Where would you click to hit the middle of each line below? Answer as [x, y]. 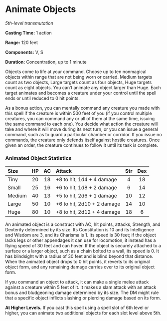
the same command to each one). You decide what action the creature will [82, 124]
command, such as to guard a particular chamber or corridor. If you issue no [83, 134]
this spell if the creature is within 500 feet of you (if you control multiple [79, 113]
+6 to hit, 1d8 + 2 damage [86, 188]
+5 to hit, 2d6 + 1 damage [86, 196]
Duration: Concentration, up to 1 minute [46, 62]
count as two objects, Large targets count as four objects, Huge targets [79, 82]
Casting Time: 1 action [29, 33]
